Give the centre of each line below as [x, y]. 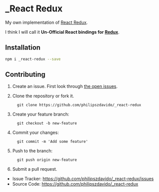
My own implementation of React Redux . [47, 22]
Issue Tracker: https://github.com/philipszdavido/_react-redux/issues [83, 179]
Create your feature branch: [41, 114]
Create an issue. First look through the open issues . [65, 86]
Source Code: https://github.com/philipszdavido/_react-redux [75, 184]
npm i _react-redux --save [33, 59]
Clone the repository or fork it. [43, 96]
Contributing [25, 75]
